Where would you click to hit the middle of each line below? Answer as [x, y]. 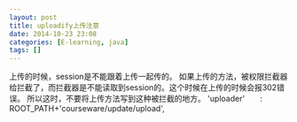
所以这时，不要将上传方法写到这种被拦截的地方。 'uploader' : [145, 99]
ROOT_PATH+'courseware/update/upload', [87, 109]
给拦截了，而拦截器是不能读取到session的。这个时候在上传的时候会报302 [143, 88]
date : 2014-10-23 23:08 [53, 34]
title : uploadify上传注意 [55, 26]
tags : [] [25, 50]
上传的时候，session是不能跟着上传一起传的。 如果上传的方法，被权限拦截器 [148, 77]
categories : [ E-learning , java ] [69, 42]
